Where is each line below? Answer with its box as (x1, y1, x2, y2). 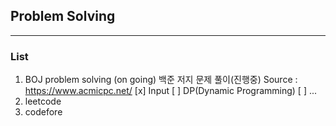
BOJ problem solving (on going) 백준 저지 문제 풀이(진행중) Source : (24, 74, 298, 86)
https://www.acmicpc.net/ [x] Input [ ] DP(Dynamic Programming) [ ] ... (24, 85, 318, 97)
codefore (24, 106, 63, 118)
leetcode (24, 95, 62, 108)
